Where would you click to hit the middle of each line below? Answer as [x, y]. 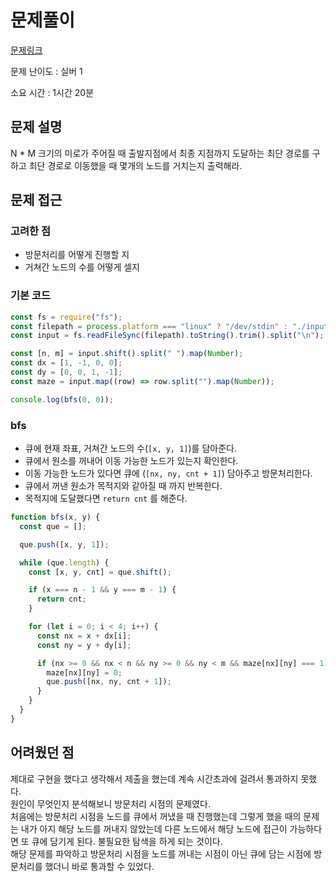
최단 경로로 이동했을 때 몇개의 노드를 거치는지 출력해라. [135, 165]
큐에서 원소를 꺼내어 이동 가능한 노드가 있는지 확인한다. [131, 461]
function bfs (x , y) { [55, 517]
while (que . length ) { [64, 562]
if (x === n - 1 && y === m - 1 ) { [102, 590]
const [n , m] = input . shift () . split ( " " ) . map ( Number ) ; [127, 354]
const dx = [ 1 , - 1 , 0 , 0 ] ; [66, 363]
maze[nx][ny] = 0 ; [84, 672]
